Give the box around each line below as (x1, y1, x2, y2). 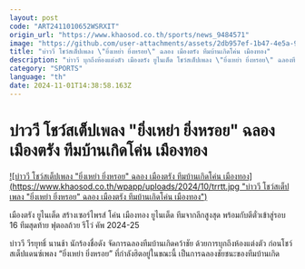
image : (9, 38, 34, 48)
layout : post (9, 13, 59, 23)
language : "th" (9, 73, 67, 82)
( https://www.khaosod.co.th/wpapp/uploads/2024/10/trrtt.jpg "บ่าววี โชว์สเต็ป (9, 181, 290, 192)
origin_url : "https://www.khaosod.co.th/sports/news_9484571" (9, 30, 250, 39)
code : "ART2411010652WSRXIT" (9, 22, 120, 31)
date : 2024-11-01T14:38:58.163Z (9, 81, 132, 90)
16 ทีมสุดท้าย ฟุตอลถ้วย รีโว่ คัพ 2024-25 (9, 219, 140, 230)
